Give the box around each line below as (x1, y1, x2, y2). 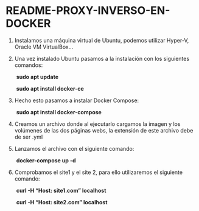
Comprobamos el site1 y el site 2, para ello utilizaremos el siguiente (14, 168, 183, 176)
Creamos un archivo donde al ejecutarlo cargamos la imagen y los (14, 120, 181, 128)
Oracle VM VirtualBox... (14, 43, 74, 50)
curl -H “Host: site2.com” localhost (16, 198, 108, 206)
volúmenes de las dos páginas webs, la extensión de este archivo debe (14, 126, 194, 134)
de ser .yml (14, 133, 43, 140)
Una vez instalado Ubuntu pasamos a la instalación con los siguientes (14, 55, 190, 62)
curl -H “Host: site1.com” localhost (16, 187, 106, 194)
